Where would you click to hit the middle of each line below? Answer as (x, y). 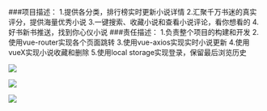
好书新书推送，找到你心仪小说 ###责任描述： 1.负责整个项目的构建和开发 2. (133, 32)
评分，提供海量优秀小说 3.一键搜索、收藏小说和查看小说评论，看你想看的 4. (133, 22)
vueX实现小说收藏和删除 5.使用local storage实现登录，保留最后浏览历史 (127, 52)
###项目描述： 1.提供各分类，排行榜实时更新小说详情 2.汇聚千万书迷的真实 (133, 12)
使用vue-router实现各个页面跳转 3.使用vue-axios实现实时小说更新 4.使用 (129, 42)
